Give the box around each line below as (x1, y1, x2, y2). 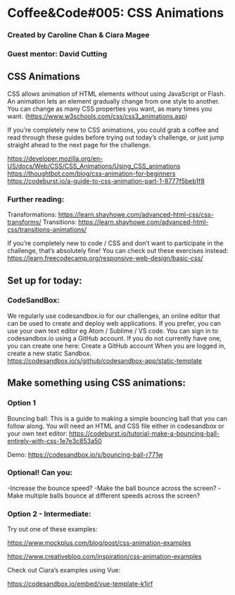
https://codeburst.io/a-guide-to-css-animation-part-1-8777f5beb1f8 (7, 176, 205, 185)
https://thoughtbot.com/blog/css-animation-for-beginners (7, 169, 176, 178)
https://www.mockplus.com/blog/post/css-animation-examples (7, 539, 191, 547)
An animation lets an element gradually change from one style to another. (7, 97, 220, 105)
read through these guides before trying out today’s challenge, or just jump (7, 133, 224, 142)
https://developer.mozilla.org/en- (7, 154, 103, 163)
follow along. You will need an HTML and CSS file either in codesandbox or (7, 422, 225, 430)
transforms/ (7, 218, 42, 226)
